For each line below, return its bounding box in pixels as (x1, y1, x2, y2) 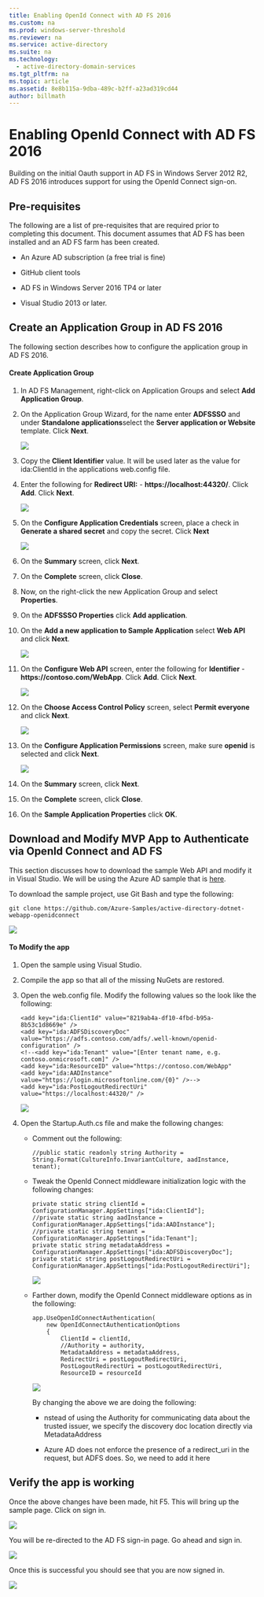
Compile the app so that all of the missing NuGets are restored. (20, 976, 225, 985)
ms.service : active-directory (9, 41, 108, 49)
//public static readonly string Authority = (31, 1149, 184, 1157)
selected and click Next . (20, 749, 100, 759)
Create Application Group (9, 368, 94, 378)
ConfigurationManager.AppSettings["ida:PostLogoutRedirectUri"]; (31, 1262, 251, 1271)
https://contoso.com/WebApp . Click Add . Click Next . (20, 673, 197, 682)
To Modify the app (9, 942, 70, 952)
